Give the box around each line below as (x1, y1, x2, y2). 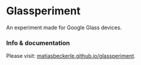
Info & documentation (6, 39, 70, 47)
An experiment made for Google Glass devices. (6, 24, 122, 31)
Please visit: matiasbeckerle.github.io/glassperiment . (6, 52, 136, 60)
